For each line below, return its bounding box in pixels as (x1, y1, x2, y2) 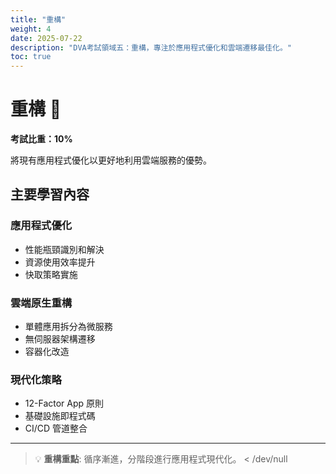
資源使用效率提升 (24, 256, 96, 268)
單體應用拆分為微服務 (24, 321, 113, 333)
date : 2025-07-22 (10, 33, 83, 43)
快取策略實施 (24, 268, 78, 280)
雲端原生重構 (10, 296, 73, 310)
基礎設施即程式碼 (24, 410, 96, 422)
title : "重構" (10, 14, 67, 25)
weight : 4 (10, 24, 52, 34)
